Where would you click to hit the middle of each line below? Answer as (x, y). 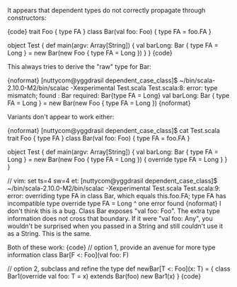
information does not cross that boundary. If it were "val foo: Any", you (110, 218)
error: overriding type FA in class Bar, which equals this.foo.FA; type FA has (117, 196)
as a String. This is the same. (50, 233)
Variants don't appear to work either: (61, 117)
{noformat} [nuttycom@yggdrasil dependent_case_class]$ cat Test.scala (114, 130)
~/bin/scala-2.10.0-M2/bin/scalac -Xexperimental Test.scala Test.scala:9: (114, 188)
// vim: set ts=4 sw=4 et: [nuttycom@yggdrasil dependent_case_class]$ (112, 181)
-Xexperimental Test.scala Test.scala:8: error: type (144, 88)
